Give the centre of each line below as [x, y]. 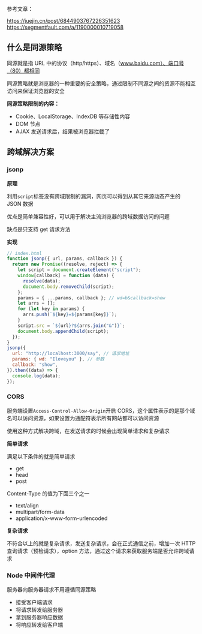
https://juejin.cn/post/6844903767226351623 [64, 21]
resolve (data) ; [42, 281]
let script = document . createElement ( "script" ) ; [79, 270]
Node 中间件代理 [31, 575]
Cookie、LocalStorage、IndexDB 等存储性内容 [73, 116]
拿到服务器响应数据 [39, 617]
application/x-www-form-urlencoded [61, 518]
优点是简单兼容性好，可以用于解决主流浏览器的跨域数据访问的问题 [88, 216]
